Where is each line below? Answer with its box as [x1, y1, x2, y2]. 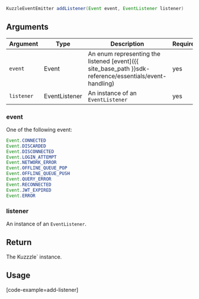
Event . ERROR [6, 193, 36, 199]
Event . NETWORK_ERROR [6, 160, 57, 166]
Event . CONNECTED [6, 137, 46, 144]
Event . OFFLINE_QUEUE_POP [6, 165, 68, 171]
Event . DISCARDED [6, 143, 46, 149]
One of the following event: [6, 126, 72, 133]
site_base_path [88, 64, 130, 72]
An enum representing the [88, 49, 161, 58]
